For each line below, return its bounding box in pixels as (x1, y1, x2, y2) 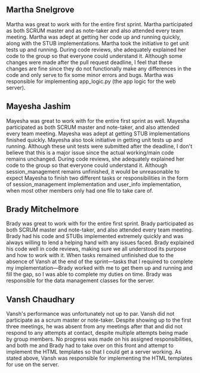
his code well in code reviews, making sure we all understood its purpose (6, 245, 187, 252)
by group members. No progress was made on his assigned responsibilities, (6, 335, 193, 343)
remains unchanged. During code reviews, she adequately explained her (6, 155, 184, 162)
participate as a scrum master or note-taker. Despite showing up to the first (6, 316, 192, 324)
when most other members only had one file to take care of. (6, 187, 153, 194)
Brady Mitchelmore (6, 204, 79, 214)
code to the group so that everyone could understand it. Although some (6, 52, 183, 59)
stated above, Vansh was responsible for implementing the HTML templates (6, 354, 193, 362)
